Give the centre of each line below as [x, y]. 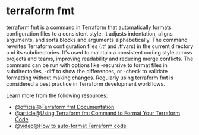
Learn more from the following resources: [57, 95]
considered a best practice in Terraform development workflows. [86, 83]
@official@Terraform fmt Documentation [64, 107]
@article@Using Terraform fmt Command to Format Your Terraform [97, 113]
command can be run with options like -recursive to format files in [87, 65]
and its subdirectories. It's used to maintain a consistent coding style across [99, 52]
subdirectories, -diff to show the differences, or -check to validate [87, 71]
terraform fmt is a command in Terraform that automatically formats [89, 27]
